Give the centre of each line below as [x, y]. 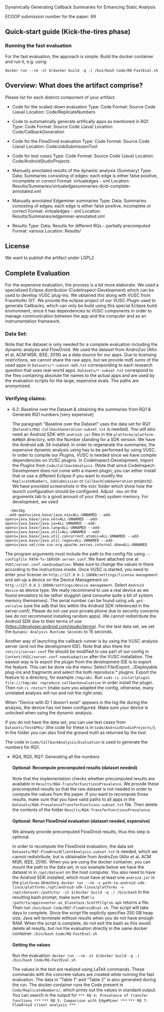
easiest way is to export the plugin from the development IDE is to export [78, 662]
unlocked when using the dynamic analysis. [49, 712]
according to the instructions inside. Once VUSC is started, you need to [77, 569]
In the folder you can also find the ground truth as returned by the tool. [76, 732]
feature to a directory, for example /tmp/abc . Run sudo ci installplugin [77, 677]
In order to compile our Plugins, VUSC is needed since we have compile [84, 455]
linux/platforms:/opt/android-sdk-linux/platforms [65, 888]
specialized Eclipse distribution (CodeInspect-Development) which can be [80, 290]
